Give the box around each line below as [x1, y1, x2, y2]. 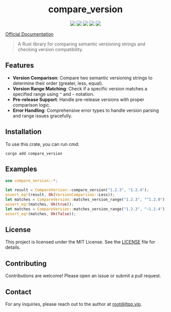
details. [5, 244, 21, 251]
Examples [5, 164, 37, 173]
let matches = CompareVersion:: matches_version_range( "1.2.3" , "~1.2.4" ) [5, 206, 165, 211]
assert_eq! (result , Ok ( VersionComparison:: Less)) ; [5, 193, 115, 198]
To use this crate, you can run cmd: [5, 141, 80, 147]
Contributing [5, 259, 47, 268]
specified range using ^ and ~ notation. [12, 91, 95, 97]
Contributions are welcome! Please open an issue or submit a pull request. [5, 273, 161, 279]
